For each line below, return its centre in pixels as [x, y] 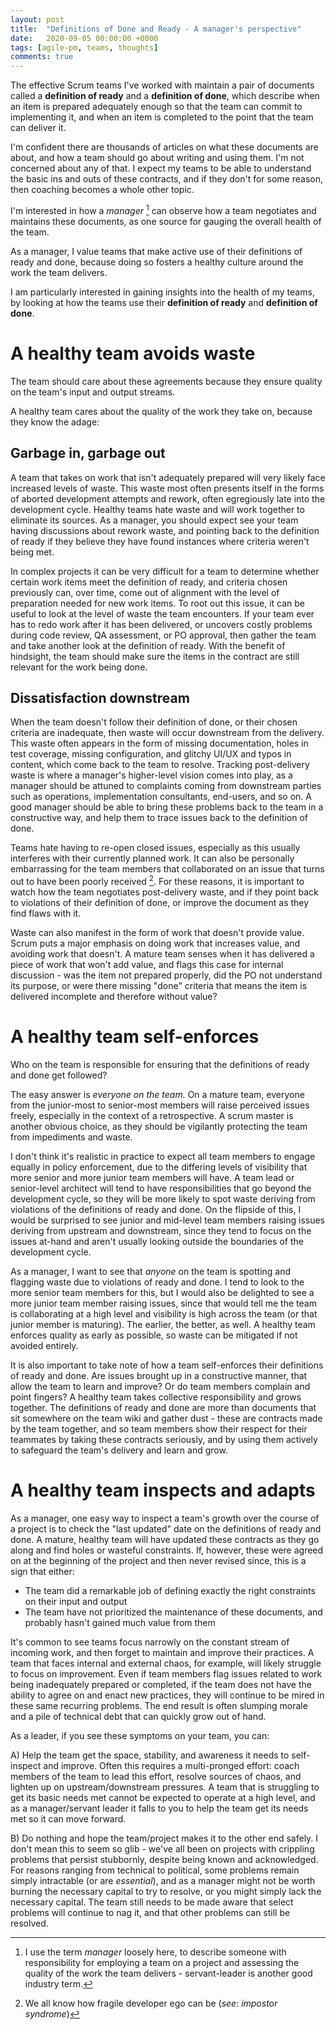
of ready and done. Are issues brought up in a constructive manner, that [159, 1375]
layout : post [37, 19]
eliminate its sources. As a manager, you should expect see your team [154, 520]
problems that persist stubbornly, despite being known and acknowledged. [164, 1859]
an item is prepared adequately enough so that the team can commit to [156, 107]
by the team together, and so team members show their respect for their [159, 1428]
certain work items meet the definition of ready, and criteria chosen [149, 582]
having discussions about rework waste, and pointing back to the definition [165, 530]
